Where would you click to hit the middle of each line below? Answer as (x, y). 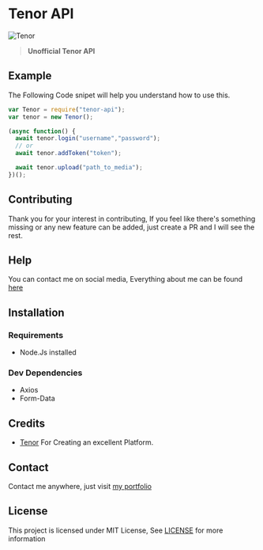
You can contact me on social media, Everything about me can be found (126, 279)
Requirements (36, 335)
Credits (27, 423)
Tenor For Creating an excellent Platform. (86, 442)
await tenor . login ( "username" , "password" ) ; (88, 138)
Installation (36, 312)
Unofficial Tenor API (61, 51)
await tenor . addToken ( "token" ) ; (69, 154)
